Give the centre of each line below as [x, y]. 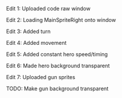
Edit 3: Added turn [28, 31]
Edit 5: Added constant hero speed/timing [57, 54]
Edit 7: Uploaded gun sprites [41, 77]
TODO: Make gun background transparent [57, 89]
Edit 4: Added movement [36, 43]
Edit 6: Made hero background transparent [58, 66]
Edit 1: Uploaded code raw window [48, 9]
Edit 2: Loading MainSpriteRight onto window [61, 20]
